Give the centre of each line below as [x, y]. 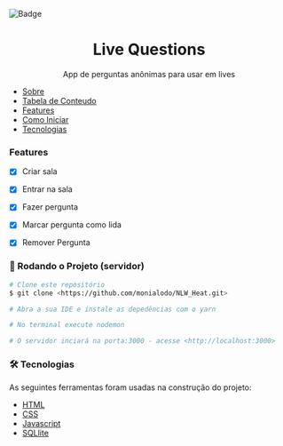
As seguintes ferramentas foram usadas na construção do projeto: [130, 387]
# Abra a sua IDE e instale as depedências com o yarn [113, 309]
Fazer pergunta [50, 207]
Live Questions [149, 50]
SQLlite [35, 433]
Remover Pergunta [56, 243]
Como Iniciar [45, 119]
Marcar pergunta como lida [72, 225]
